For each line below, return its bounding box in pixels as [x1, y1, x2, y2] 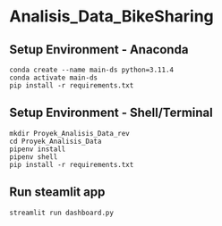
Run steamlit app [9, 185, 106, 200]
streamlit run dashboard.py [9, 208, 115, 217]
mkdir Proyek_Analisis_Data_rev [9, 129, 130, 138]
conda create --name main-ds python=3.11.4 [9, 65, 175, 74]
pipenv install [9, 145, 66, 154]
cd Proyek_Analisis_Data [9, 137, 102, 146]
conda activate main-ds [9, 73, 98, 82]
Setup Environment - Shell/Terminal [9, 105, 213, 121]
